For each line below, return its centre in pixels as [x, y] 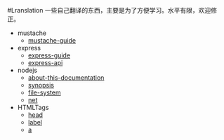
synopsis [41, 85]
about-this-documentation [66, 78]
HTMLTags [33, 107]
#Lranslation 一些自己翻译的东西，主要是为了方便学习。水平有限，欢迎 [109, 10]
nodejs [27, 70]
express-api [45, 63]
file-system [44, 92]
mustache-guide [52, 40]
